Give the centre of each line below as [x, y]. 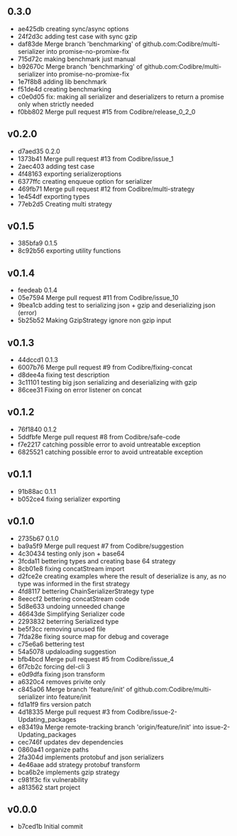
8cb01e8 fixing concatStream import [71, 568]
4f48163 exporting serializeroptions [70, 174]
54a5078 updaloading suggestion [67, 651]
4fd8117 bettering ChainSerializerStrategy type [86, 591]
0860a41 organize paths [53, 749]
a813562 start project [49, 787]
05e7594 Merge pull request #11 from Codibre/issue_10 [98, 298]
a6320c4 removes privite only [62, 681]
